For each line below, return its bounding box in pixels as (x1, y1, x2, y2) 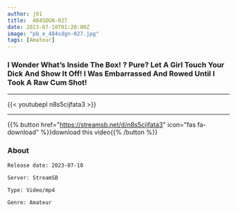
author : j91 (7, 10, 42, 18)
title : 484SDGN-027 (7, 17, 68, 24)
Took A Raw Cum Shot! (7, 78, 87, 88)
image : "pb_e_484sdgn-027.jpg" (7, 30, 99, 37)
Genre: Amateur (7, 199, 52, 206)
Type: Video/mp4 (7, 187, 55, 194)
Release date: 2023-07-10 (7, 162, 83, 169)
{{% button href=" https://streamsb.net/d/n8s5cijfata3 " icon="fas (7, 121, 196, 129)
